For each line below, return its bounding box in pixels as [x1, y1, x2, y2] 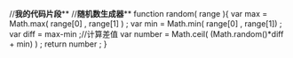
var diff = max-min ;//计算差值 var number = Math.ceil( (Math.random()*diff [9, 29, 284, 39]
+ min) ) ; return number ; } [9, 39, 108, 49]
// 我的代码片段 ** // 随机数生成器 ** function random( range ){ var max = [9, 9, 268, 18]
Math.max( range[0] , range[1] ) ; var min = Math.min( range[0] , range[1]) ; [9, 18, 282, 29]
